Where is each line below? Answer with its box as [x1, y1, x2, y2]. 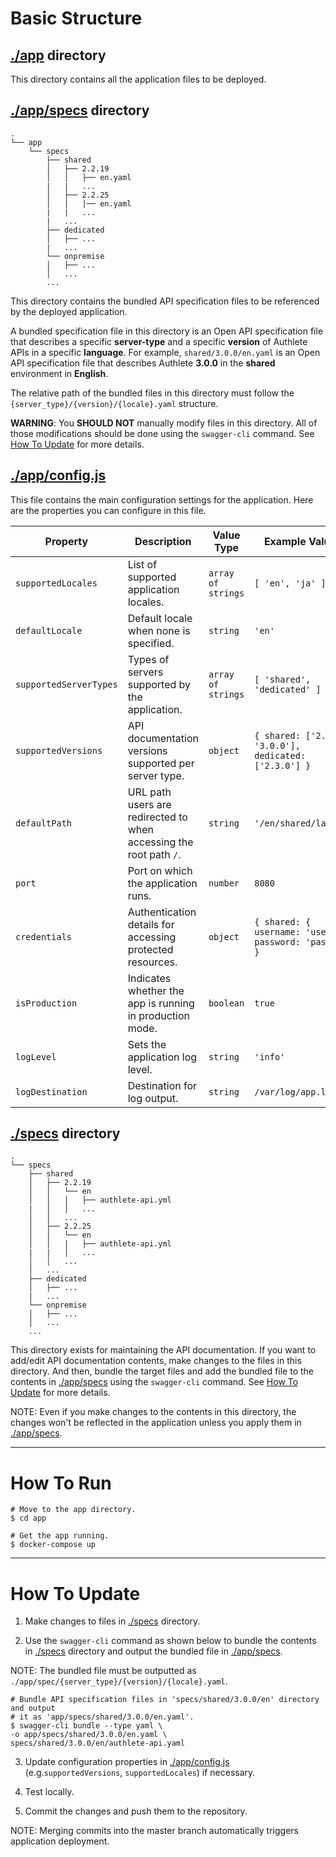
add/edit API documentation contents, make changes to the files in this [10, 1355, 302, 1367]
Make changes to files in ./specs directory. [24, 1615, 201, 1627]
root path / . [127, 847, 182, 861]
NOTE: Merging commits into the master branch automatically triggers [10, 1825, 299, 1837]
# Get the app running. [10, 1531, 110, 1541]
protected [127, 942, 174, 956]
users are [127, 797, 172, 811]
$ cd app [10, 1513, 47, 1524]
